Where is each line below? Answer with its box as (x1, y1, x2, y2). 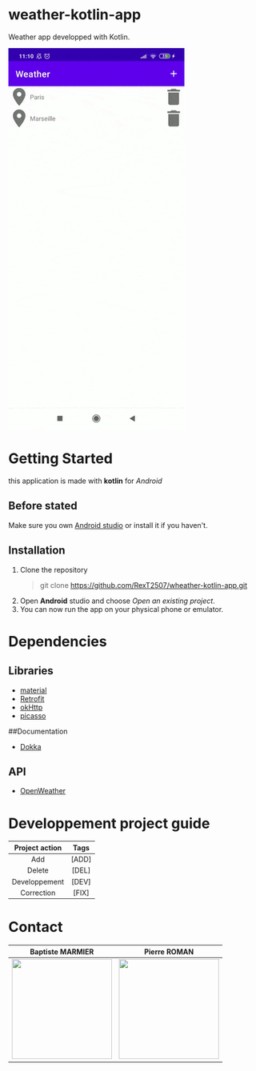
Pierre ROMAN (143, 946, 194, 957)
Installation (8, 544, 66, 557)
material (19, 685, 47, 695)
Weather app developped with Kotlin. (8, 32, 130, 42)
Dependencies (8, 632, 107, 650)
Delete (26, 865, 50, 875)
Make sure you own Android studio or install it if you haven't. (8, 520, 208, 530)
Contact (8, 918, 63, 937)
